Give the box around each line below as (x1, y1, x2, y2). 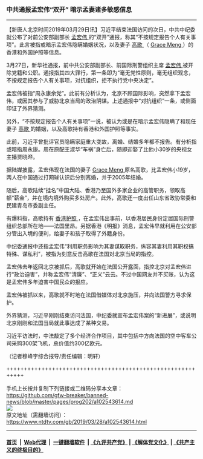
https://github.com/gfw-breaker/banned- (6, 392, 109, 399)
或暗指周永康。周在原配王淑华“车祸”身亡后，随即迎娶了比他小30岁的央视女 (6, 146, 192, 153)
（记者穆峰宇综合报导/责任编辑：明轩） (6, 353, 104, 360)
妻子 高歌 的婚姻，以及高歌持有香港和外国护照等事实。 (6, 126, 142, 133)
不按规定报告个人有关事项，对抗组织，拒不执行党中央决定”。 (6, 77, 157, 84)
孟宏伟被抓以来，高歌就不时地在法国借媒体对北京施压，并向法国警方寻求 (6, 291, 186, 298)
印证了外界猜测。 (6, 105, 49, 112)
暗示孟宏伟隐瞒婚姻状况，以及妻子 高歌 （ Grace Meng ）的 (45, 41, 194, 49)
